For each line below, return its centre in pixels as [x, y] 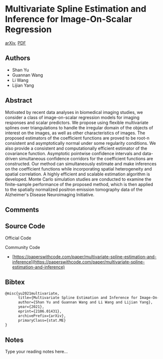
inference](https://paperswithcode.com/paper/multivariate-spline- [78, 262]
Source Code [25, 226]
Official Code [18, 238]
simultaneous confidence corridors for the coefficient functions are [86, 158]
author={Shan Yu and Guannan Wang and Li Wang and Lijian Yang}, [85, 302]
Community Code [23, 247]
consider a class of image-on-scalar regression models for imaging [72, 117]
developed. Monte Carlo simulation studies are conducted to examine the [78, 179]
